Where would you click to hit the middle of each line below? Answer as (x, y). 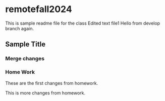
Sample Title (25, 44)
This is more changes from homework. (45, 93)
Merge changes (25, 59)
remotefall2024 (39, 9)
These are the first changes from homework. (52, 83)
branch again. (20, 28)
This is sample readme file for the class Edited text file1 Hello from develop (83, 23)
